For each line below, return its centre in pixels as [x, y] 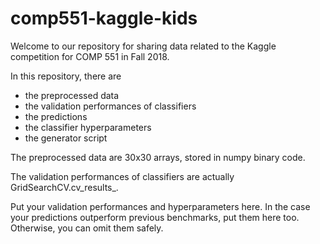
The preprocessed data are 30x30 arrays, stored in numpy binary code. [158, 157]
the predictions [56, 116]
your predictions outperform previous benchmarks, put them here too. [155, 217]
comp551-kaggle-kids [104, 18]
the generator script [66, 138]
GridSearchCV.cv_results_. [64, 187]
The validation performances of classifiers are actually [122, 176]
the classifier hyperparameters [88, 127]
